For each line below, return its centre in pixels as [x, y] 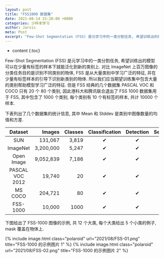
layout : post [18, 9]
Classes [74, 132]
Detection [137, 132]
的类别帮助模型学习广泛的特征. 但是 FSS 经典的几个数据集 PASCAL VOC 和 [80, 85]
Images [51, 132]
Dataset [19, 132]
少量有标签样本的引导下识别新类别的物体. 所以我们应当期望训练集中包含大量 [81, 79]
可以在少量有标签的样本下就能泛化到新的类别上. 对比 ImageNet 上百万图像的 [81, 67]
